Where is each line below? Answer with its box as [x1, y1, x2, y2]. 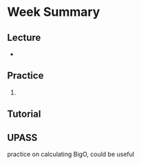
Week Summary [7, 4, 100, 20]
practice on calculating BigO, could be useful [7, 150, 135, 159]
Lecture [7, 32, 41, 43]
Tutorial [7, 108, 41, 120]
